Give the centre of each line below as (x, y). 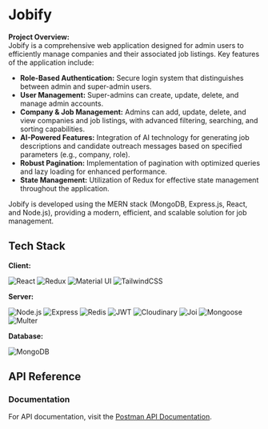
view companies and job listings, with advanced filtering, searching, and (139, 120)
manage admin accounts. (62, 103)
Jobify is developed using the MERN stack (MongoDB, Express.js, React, (128, 204)
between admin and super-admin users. (86, 86)
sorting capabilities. (52, 129)
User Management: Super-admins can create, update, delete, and (129, 94)
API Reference (45, 377)
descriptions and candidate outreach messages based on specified (131, 146)
